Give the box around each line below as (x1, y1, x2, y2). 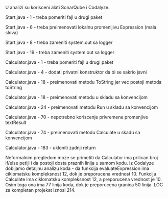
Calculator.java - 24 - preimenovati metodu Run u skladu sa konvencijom (5, 104, 158, 110)
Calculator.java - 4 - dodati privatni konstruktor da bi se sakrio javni (5, 69, 147, 75)
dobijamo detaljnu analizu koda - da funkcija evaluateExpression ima (5, 165, 150, 171)
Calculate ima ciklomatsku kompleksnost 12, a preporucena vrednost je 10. (5, 176, 162, 182)
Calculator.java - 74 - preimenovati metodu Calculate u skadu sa (5, 130, 140, 135)
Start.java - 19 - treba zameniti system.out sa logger (5, 49, 115, 55)
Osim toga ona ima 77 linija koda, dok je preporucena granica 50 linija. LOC (5, 182, 163, 188)
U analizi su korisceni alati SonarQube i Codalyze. (5, 5, 110, 10)
